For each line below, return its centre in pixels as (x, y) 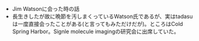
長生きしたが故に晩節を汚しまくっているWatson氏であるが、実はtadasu (102, 16)
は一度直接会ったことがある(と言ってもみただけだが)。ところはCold (98, 24)
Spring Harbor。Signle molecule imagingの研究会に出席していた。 (96, 31)
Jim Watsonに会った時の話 (46, 9)
